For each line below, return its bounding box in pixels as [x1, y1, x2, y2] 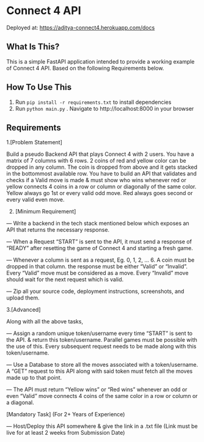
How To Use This [6, 82, 72, 92]
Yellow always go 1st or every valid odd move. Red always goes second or [6, 190, 193, 197]
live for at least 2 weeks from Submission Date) [6, 429, 125, 436]
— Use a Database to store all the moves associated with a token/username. [6, 361, 199, 369]
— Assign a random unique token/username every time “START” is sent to [6, 330, 193, 337]
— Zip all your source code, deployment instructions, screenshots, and [6, 288, 184, 295]
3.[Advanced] [6, 306, 41, 314]
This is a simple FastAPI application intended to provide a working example [6, 57, 195, 65]
